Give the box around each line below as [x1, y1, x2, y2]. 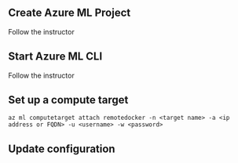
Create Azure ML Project [8, 6, 131, 20]
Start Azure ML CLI [8, 50, 103, 63]
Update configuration [8, 142, 115, 155]
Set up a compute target [8, 93, 129, 107]
